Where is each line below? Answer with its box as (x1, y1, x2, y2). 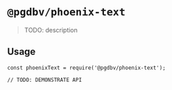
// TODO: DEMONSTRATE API (7, 76, 82, 83)
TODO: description (24, 26, 78, 34)
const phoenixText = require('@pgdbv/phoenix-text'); (7, 64, 166, 71)
